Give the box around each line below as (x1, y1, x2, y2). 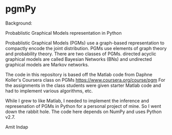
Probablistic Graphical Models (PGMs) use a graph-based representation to (5, 39, 165, 46)
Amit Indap (5, 124, 28, 130)
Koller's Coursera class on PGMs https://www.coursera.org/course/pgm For (5, 77, 165, 83)
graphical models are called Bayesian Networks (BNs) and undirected (5, 56, 152, 62)
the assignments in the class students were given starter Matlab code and (5, 82, 161, 88)
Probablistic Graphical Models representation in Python (5, 30, 122, 36)
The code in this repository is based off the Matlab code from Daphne (5, 71, 153, 77)
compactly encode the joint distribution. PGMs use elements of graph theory (5, 45, 167, 51)
